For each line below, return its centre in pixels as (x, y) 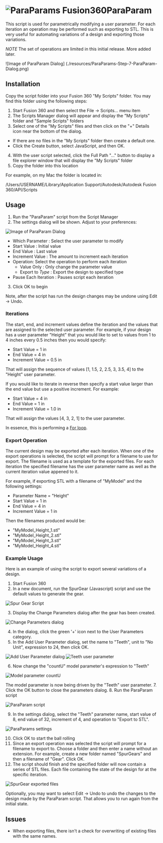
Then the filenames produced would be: (45, 521)
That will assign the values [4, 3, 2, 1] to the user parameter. (65, 418)
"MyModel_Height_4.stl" (37, 546)
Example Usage (24, 558)
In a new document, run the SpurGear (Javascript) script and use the (81, 589)
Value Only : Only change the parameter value (66, 267)
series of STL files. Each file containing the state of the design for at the (84, 769)
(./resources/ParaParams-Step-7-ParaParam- (112, 63)
